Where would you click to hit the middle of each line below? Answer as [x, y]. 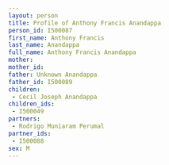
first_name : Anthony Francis [56, 38]
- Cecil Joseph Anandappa [54, 97]
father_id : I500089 [40, 82]
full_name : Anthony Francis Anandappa [72, 52]
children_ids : [32, 104]
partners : [25, 119]
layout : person [33, 15]
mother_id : [26, 67]
